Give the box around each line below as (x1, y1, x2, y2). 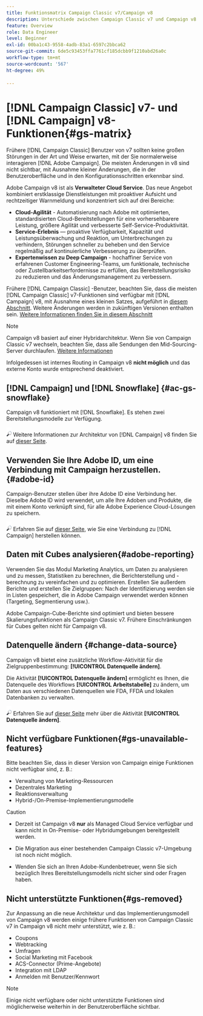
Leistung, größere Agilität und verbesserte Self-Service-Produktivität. (15, 222, 189, 229)
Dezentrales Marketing (15, 784, 72, 791)
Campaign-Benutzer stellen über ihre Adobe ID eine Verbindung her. (6, 490, 177, 497)
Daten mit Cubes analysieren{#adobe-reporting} (6, 549, 195, 560)
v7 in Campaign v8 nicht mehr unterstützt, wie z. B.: (6, 923, 136, 930)
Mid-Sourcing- (160, 340, 198, 348)
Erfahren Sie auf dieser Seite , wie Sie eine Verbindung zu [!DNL (13, 525, 171, 532)
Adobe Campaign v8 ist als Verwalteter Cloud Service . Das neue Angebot (6, 184, 193, 191)
